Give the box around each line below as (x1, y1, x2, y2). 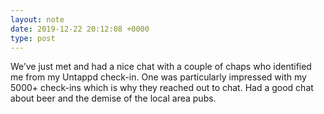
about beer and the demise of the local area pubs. (10, 92, 217, 105)
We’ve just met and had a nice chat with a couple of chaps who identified (10, 61, 312, 73)
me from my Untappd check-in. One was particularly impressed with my (10, 71, 307, 83)
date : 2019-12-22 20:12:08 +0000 (10, 24, 150, 34)
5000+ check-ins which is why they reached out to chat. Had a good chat (10, 82, 314, 94)
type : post (10, 33, 56, 43)
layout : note (10, 14, 65, 25)
